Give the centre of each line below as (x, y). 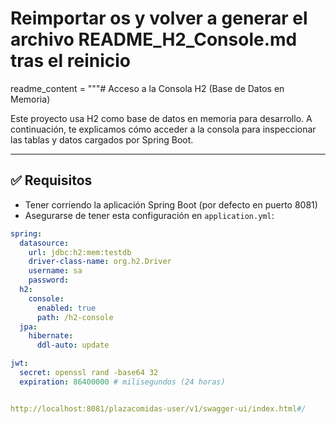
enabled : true (66, 308)
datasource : (44, 243)
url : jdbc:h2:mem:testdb (80, 252)
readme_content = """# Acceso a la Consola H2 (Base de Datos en (147, 88)
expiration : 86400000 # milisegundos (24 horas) (122, 382)
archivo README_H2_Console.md (154, 39)
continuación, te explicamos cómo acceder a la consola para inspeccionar (163, 129)
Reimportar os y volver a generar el (159, 18)
